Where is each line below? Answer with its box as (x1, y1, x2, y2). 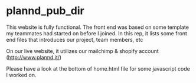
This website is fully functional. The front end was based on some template (6, 24, 189, 31)
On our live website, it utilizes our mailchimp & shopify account (6, 47, 159, 54)
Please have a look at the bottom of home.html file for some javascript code (6, 65, 190, 72)
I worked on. (6, 71, 37, 78)
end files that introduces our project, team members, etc (6, 36, 143, 43)
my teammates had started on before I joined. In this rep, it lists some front (6, 29, 188, 36)
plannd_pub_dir (6, 4, 84, 18)
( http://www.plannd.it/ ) (6, 54, 62, 61)
